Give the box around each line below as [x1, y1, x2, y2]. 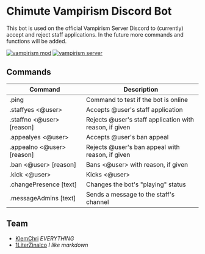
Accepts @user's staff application [86, 105, 183, 114]
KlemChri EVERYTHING [15, 234, 74, 242]
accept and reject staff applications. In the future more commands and [6, 31, 184, 38]
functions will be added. [6, 37, 67, 45]
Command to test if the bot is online [86, 95, 188, 104]
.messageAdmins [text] [9, 194, 76, 202]
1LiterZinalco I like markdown [15, 241, 88, 249]
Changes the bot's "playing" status [86, 180, 186, 189]
